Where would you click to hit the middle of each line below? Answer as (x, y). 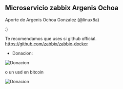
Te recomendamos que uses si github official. (51, 38)
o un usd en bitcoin (24, 72)
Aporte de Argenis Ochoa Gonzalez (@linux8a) (52, 19)
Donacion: (22, 53)
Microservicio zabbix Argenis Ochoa (62, 8)
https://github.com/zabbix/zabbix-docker (47, 44)
